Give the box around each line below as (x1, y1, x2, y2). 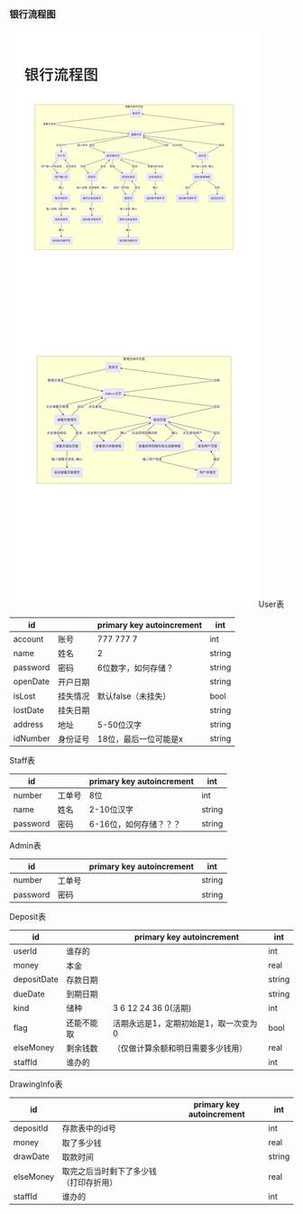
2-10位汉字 (88, 804, 133, 815)
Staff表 (9, 755, 36, 766)
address (13, 719, 43, 730)
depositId (13, 1122, 49, 1134)
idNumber (13, 733, 51, 744)
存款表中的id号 (61, 1123, 117, 1134)
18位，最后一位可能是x (97, 733, 183, 744)
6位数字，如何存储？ (97, 662, 174, 673)
